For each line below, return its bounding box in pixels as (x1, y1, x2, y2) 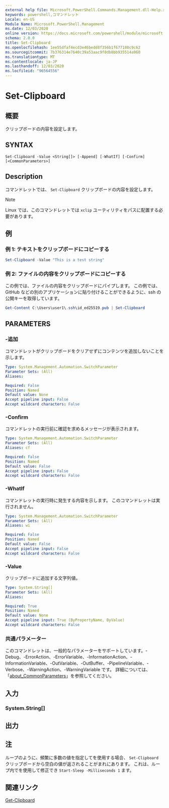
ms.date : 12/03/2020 (5, 26, 49, 31)
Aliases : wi (5, 523, 30, 528)
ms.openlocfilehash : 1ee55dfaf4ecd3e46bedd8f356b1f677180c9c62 (5, 45, 141, 50)
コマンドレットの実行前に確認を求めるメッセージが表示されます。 (5, 426, 142, 432)
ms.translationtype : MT (5, 54, 55, 60)
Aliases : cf (5, 445, 30, 450)
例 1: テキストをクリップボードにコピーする (5, 245, 110, 252)
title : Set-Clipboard (5, 40, 51, 45)
